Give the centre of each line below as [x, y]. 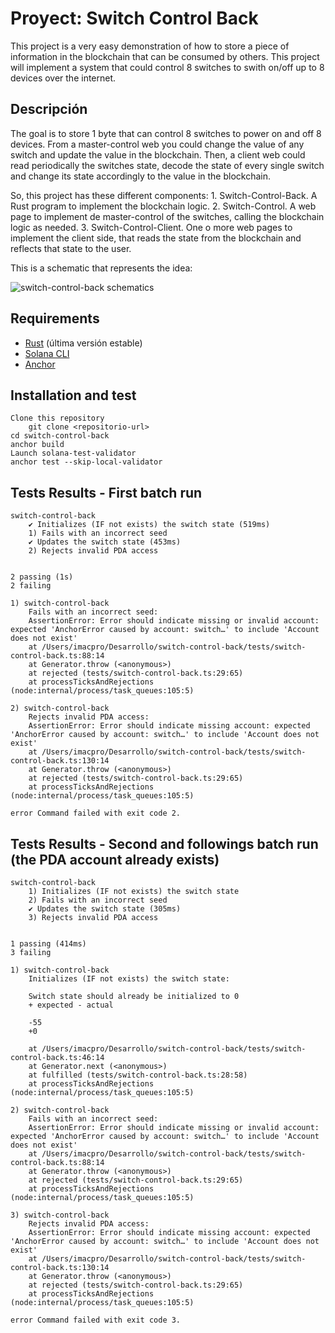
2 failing [31, 586]
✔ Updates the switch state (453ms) [105, 542]
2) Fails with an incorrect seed [98, 900]
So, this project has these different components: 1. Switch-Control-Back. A [164, 195]
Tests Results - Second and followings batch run [164, 843]
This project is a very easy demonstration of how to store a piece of [150, 46]
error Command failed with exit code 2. [96, 813]
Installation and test [73, 395]
